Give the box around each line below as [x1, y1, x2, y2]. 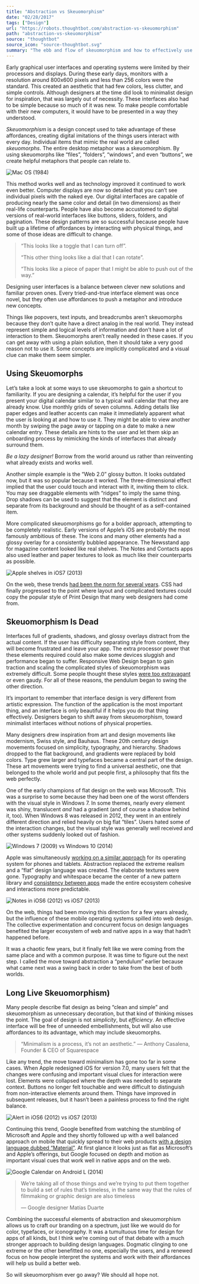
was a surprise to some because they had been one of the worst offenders [6, 793, 189, 801]
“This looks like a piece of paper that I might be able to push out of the [20, 265, 194, 272]
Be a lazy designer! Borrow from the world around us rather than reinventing [6, 453, 193, 460]
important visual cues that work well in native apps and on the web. [6, 1157, 171, 1164]
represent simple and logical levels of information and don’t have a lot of [6, 326, 183, 333]
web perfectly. [6, 776, 42, 783]
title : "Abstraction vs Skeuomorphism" [6, 8, 105, 15]
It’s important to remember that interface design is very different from [6, 694, 176, 701]
